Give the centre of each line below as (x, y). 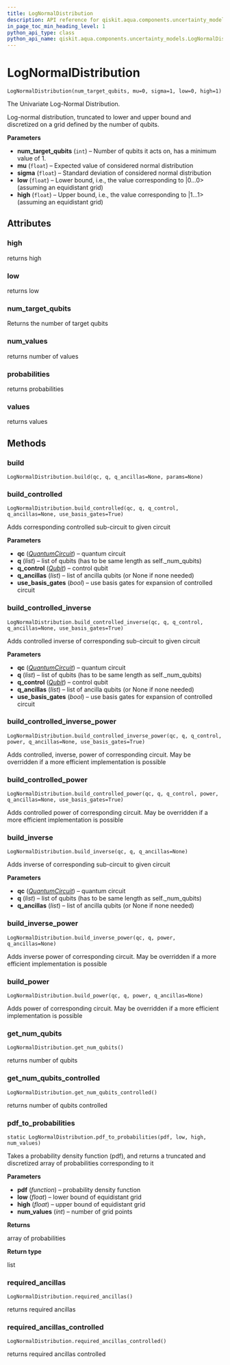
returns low (23, 291)
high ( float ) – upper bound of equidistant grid (81, 1204)
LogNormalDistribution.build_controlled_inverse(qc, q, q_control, (105, 622)
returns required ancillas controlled (56, 1354)
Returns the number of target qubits (57, 324)
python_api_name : (32, 39)
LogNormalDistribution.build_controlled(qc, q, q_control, (93, 508)
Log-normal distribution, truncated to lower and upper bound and (99, 117)
